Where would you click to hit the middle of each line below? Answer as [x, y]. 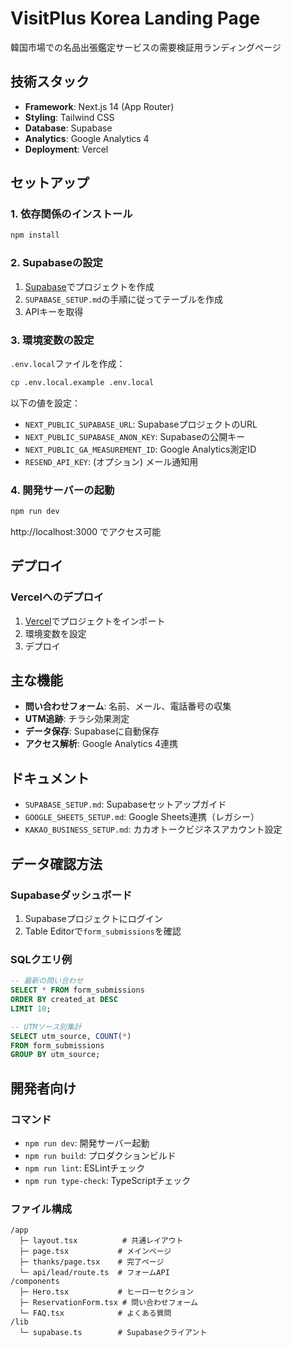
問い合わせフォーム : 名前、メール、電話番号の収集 [128, 706]
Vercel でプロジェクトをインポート [95, 621]
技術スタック [50, 82]
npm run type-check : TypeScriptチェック [108, 1180]
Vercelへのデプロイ [57, 597]
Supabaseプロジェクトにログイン [93, 918]
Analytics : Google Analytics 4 [87, 138]
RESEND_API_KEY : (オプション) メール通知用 [111, 461]
